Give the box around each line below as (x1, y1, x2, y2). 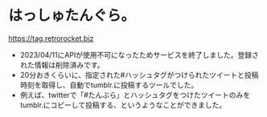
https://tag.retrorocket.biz (8, 33, 94, 43)
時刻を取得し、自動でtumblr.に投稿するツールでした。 (19, 80, 199, 90)
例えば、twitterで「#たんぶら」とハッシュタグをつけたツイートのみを (19, 90, 251, 99)
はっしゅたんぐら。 (8, 6, 136, 25)
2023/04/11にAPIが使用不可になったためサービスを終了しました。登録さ (19, 50, 260, 59)
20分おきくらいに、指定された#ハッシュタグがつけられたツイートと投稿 (19, 70, 259, 79)
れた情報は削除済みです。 (19, 60, 105, 70)
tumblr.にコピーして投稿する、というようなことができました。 (19, 100, 227, 110)
